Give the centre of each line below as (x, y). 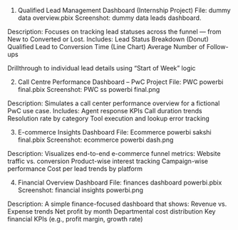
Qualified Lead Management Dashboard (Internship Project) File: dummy (124, 10)
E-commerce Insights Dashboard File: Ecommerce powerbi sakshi (114, 132)
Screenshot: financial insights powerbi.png (81, 190)
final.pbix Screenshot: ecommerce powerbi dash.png (95, 140)
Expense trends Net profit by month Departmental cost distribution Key (112, 211)
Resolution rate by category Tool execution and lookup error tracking (109, 118)
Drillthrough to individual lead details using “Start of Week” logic (102, 68)
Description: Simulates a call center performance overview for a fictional (114, 103)
